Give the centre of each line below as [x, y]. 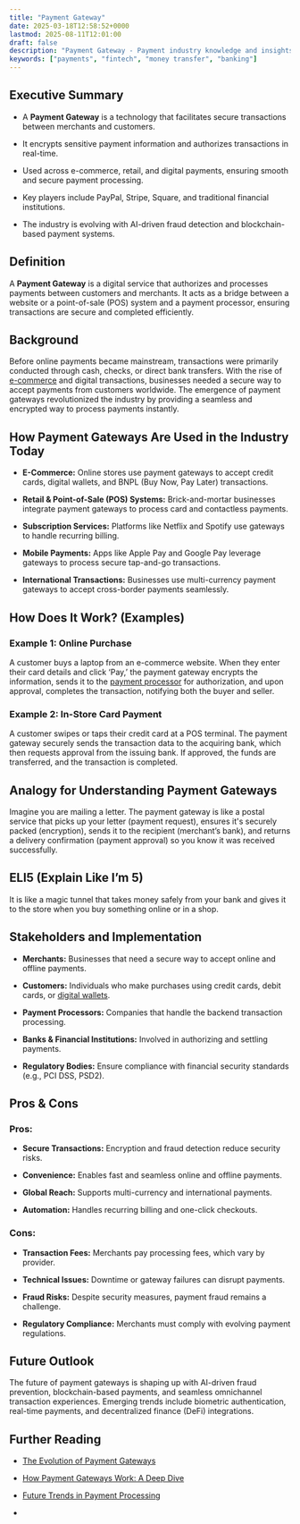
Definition [37, 262]
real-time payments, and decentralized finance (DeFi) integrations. [132, 1411]
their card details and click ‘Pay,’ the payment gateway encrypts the [134, 672]
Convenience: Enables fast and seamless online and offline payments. [152, 1175]
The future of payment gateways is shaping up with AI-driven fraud [133, 1383]
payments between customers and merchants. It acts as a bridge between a [149, 292]
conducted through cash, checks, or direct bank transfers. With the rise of [146, 371]
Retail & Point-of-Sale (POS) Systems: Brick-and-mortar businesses [149, 500]
